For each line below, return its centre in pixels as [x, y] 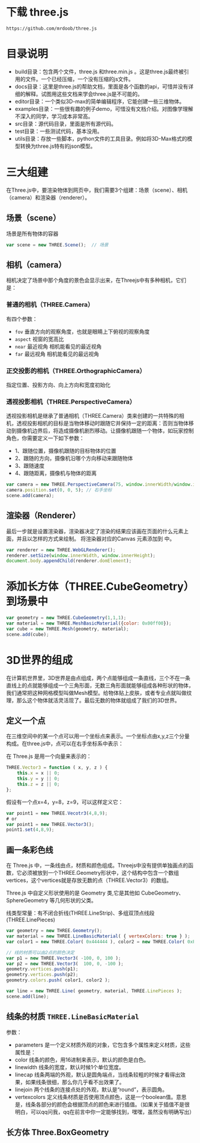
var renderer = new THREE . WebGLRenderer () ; [61, 550]
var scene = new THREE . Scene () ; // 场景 [57, 245]
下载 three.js [37, 12]
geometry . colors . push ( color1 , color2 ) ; [58, 980]
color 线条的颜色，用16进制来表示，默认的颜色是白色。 [82, 1060]
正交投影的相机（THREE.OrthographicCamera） [76, 371]
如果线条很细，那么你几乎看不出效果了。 [75, 1082]
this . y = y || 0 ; [38, 779]
